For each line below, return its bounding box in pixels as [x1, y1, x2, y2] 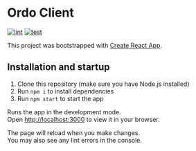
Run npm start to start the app [17, 94, 104, 103]
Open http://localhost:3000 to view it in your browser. [7, 115, 161, 123]
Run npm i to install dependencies [17, 87, 114, 95]
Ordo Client [7, 5, 74, 21]
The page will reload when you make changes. [7, 128, 141, 136]
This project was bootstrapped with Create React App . [7, 41, 163, 49]
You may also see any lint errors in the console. [7, 136, 142, 144]
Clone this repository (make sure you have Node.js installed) [17, 80, 190, 88]
